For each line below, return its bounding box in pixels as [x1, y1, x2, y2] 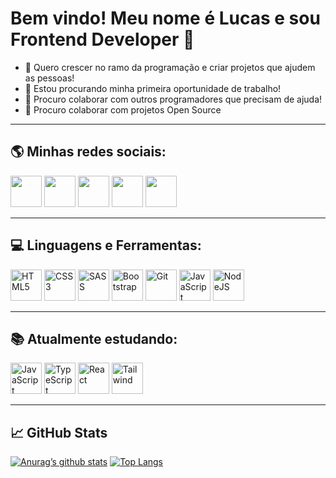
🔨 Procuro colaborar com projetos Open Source [24, 103, 222, 116]
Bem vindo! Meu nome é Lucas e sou [10, 7, 321, 30]
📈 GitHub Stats [10, 424, 108, 441]
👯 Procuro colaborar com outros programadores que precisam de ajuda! [24, 93, 323, 105]
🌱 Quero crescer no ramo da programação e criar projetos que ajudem [24, 61, 316, 73]
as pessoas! [24, 72, 75, 84]
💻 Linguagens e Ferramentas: [10, 237, 202, 254]
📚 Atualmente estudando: [10, 330, 178, 347]
